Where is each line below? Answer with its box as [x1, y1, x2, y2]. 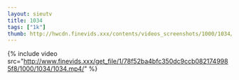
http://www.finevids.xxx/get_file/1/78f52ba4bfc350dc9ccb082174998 [23, 57, 229, 66]
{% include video [7, 50, 58, 58]
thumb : [7, 30, 27, 38]
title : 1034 [7, 17, 43, 24]
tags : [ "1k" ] [7, 23, 46, 30]
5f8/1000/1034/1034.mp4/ [7, 64, 85, 73]
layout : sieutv [7, 10, 53, 18]
